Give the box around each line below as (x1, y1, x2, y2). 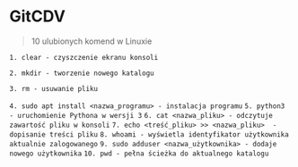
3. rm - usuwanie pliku (9, 84, 99, 93)
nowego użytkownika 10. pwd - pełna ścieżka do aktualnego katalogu (9, 149, 269, 158)
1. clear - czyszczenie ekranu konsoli (9, 53, 159, 62)
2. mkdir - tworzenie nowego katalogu (9, 69, 154, 78)
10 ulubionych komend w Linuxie (31, 36, 153, 46)
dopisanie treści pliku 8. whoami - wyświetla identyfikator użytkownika (9, 129, 289, 139)
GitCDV (9, 6, 66, 27)
